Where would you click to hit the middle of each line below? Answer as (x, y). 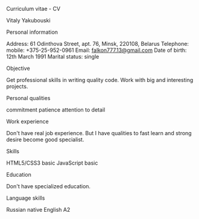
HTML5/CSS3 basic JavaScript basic (52, 163)
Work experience (28, 121)
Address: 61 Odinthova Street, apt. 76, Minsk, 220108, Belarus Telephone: (97, 44)
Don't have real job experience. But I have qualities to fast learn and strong (99, 133)
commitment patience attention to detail (56, 110)
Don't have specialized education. (49, 186)
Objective (18, 68)
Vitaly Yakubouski (28, 20)
